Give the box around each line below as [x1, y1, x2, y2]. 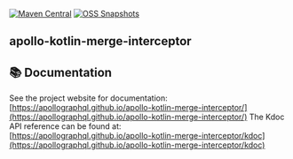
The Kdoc [249, 111, 285, 123]
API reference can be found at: [9, 121, 122, 132]
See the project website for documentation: [9, 93, 169, 103]
